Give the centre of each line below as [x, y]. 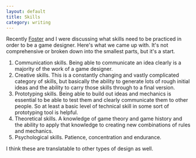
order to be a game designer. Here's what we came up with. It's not [87, 45]
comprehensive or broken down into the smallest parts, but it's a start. [91, 51]
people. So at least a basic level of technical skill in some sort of [92, 107]
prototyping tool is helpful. [46, 112]
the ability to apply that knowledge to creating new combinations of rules [102, 125]
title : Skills [23, 17]
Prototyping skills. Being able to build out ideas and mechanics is [93, 94]
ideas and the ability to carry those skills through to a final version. [95, 88]
